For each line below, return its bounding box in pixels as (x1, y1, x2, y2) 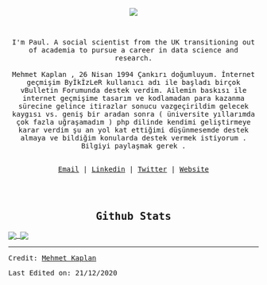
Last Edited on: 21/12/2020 (8, 268, 118, 277)
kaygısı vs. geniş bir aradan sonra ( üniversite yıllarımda (11, 110, 256, 118)
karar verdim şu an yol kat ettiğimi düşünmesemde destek (18, 125, 249, 134)
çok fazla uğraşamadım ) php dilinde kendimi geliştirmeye (15, 117, 251, 126)
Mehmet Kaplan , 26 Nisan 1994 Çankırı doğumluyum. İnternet (11, 70, 256, 79)
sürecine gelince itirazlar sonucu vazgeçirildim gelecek (18, 102, 249, 110)
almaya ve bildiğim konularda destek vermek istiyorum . (20, 133, 247, 142)
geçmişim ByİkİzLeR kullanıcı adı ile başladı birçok (26, 78, 241, 87)
